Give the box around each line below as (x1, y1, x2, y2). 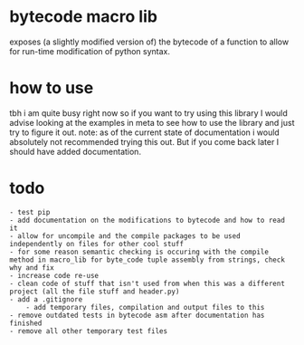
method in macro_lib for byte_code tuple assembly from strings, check (9, 255, 285, 264)
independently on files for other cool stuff (9, 239, 184, 248)
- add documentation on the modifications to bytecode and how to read (9, 216, 285, 225)
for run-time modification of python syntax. (9, 45, 170, 56)
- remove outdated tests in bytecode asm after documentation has (9, 311, 265, 320)
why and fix (9, 263, 54, 273)
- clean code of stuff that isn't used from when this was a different (9, 279, 285, 288)
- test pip (9, 207, 51, 216)
